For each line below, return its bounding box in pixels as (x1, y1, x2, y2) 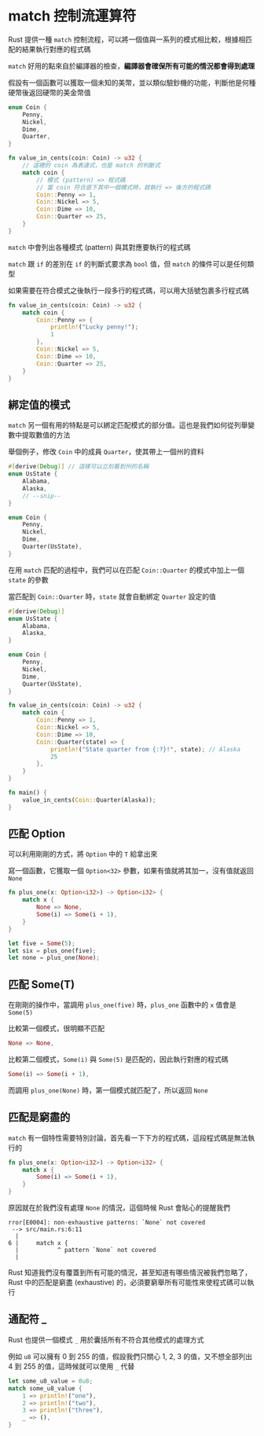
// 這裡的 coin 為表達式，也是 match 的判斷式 (22, 162, 161, 170)
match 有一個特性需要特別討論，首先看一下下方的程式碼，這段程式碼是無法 (8, 1133, 248, 1142)
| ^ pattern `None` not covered (15, 1247, 156, 1254)
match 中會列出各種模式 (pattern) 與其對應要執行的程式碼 (8, 242, 191, 252)
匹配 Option (8, 827, 65, 841)
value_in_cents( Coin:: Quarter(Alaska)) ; (22, 795, 156, 804)
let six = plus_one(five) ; (8, 946, 97, 955)
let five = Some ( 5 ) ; (8, 939, 76, 947)
